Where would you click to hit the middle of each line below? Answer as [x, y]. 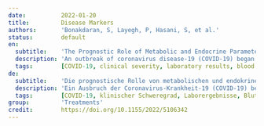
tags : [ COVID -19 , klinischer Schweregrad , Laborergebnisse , [128, 95]
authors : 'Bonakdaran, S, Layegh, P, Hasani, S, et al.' [114, 30]
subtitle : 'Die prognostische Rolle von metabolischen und [119, 81]
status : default [47, 37]
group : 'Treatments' [56, 103]
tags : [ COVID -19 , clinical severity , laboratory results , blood [135, 67]
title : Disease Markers [61, 23]
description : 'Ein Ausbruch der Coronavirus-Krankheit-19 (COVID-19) [131, 88]
